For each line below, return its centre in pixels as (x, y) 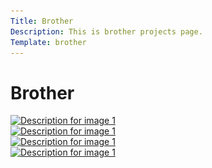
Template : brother (48, 42)
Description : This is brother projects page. (106, 31)
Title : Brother (42, 21)
